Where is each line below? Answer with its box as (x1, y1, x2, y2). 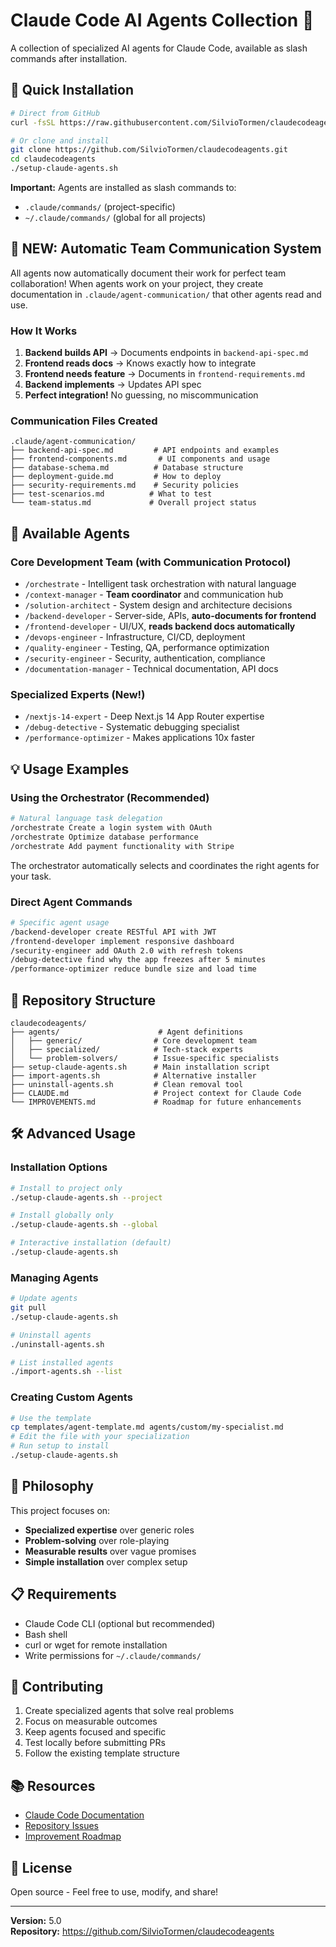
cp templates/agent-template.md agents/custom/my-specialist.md (10, 1422, 284, 1433)
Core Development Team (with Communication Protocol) (10, 555, 292, 569)
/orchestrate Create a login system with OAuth (10, 822, 213, 833)
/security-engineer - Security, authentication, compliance (24, 652, 266, 664)
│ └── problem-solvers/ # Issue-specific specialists (10, 1053, 280, 1063)
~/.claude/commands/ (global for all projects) (24, 212, 207, 223)
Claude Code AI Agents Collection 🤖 (10, 9, 315, 32)
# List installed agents (10, 1357, 114, 1368)
